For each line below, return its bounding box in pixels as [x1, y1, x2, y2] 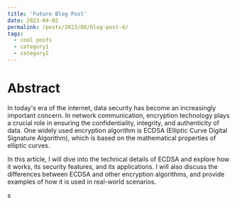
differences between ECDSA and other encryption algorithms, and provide [7, 170, 225, 178]
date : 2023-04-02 [7, 17, 59, 24]
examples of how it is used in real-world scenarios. [7, 177, 157, 186]
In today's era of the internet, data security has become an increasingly [7, 103, 216, 112]
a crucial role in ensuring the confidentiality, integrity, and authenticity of [7, 118, 220, 127]
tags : [7, 30, 23, 37]
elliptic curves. [7, 141, 50, 149]
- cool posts [13, 37, 53, 44]
